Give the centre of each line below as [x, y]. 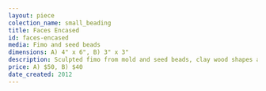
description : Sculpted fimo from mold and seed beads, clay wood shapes [131, 60]
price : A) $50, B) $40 [46, 67]
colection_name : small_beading [60, 23]
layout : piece [32, 15]
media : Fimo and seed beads [55, 45]
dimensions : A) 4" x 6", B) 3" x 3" [68, 52]
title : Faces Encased [44, 30]
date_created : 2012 [40, 74]
